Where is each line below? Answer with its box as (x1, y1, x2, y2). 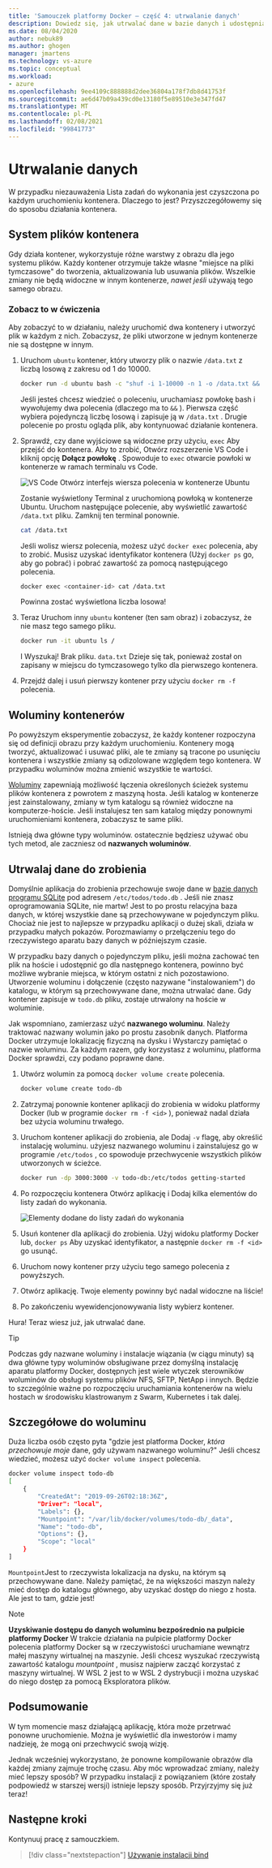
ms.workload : (8, 72, 53, 80)
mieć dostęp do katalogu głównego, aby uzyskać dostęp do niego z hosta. (8, 1584, 257, 1595)
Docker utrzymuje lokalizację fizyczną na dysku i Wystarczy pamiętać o (8, 1035, 249, 1045)
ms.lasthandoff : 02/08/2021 (8, 118, 104, 126)
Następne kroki (8, 1813, 87, 1827)
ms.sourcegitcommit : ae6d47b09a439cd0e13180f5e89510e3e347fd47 (8, 95, 227, 103)
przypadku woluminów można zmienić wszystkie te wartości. (8, 764, 213, 774)
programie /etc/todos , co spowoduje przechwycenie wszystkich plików (19, 1149, 261, 1159)
